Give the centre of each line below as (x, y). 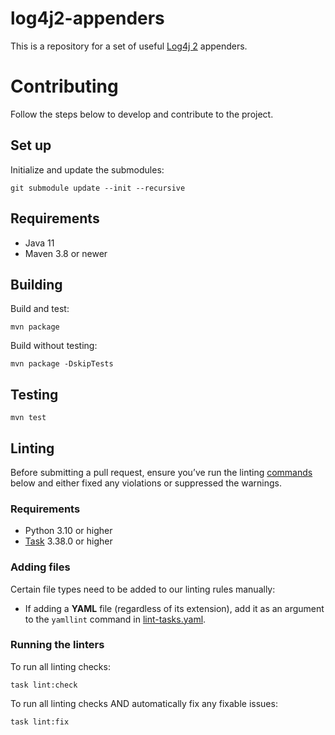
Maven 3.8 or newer (66, 253)
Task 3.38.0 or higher (68, 541)
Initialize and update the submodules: (87, 169)
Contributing (64, 86)
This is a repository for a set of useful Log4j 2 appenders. (129, 46)
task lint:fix (40, 722)
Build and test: (40, 309)
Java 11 (39, 243)
